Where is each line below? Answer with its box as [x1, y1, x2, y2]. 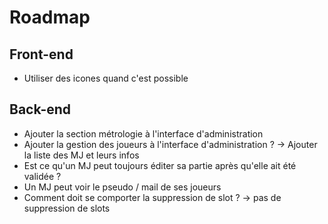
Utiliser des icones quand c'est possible [23, 72, 189, 84]
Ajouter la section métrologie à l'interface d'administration [23, 127, 264, 140]
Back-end [9, 101, 72, 118]
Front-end [9, 46, 74, 63]
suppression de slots [23, 202, 111, 214]
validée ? [23, 170, 62, 182]
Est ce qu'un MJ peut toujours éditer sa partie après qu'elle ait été [23, 159, 297, 171]
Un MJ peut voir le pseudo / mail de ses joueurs [23, 181, 222, 193]
